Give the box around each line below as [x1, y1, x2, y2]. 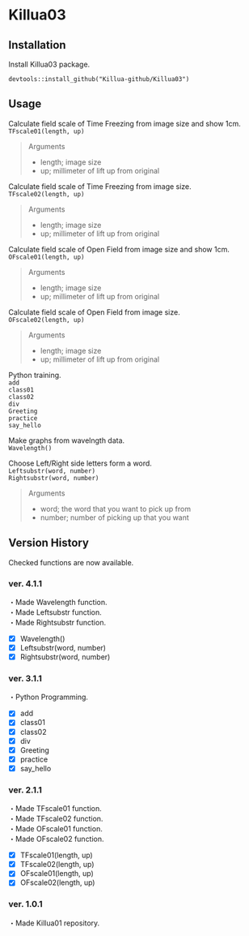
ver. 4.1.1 [8, 577, 43, 589]
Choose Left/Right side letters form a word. [8, 458, 152, 468]
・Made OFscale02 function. [8, 834, 104, 844]
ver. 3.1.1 [8, 673, 43, 685]
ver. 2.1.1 [8, 784, 43, 796]
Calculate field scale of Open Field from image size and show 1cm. [8, 244, 230, 254]
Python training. [8, 370, 62, 380]
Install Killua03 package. [8, 59, 91, 69]
